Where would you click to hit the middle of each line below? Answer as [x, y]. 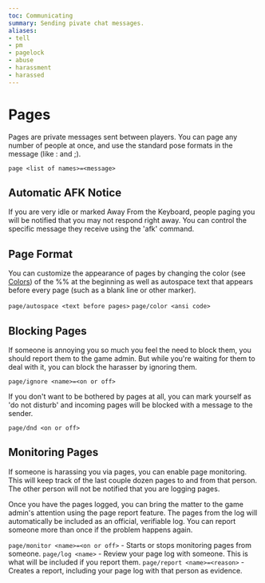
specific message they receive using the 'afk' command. [101, 229]
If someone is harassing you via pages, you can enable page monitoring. [128, 471]
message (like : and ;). [45, 153]
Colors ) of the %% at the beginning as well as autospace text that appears [131, 282]
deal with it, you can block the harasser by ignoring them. [103, 367]
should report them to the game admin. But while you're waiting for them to [132, 359]
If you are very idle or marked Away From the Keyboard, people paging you [132, 212]
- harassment [30, 68]
